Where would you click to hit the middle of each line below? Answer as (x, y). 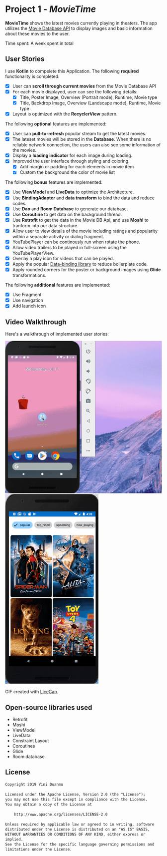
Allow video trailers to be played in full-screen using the (69, 247)
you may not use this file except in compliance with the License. (77, 799)
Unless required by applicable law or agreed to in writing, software (80, 824)
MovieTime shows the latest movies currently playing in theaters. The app (81, 23)
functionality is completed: (32, 76)
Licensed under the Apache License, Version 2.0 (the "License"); (75, 794)
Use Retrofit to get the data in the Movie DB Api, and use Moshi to (81, 220)
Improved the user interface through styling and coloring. (71, 161)
